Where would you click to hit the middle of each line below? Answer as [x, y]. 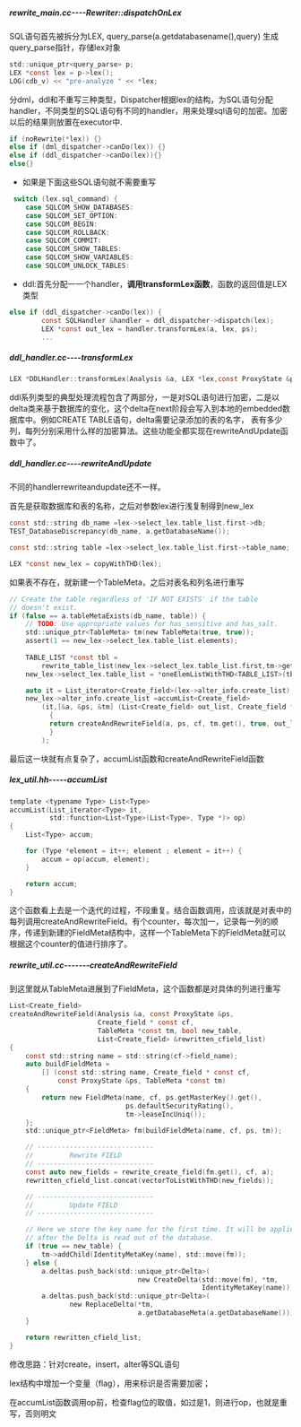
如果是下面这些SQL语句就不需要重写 [89, 182]
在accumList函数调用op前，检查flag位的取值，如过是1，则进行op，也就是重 [149, 1402]
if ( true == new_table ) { [74, 1247]
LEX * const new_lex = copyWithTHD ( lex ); [86, 564]
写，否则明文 [33, 1414]
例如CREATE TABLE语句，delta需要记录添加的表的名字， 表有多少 [161, 420]
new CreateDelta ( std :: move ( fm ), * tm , [208, 1279]
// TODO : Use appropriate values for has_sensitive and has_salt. [152, 624]
